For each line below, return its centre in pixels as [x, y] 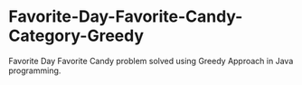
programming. [35, 71]
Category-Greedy [76, 36]
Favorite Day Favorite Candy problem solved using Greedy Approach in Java [151, 61]
